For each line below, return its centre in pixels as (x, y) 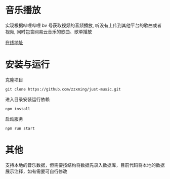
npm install (18, 109)
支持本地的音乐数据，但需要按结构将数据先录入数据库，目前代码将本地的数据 (85, 165)
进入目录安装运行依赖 (27, 99)
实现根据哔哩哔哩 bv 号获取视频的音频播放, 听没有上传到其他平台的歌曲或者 (83, 25)
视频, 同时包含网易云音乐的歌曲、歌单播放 (49, 31)
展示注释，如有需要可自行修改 (36, 171)
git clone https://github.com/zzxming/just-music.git (63, 89)
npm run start (20, 128)
